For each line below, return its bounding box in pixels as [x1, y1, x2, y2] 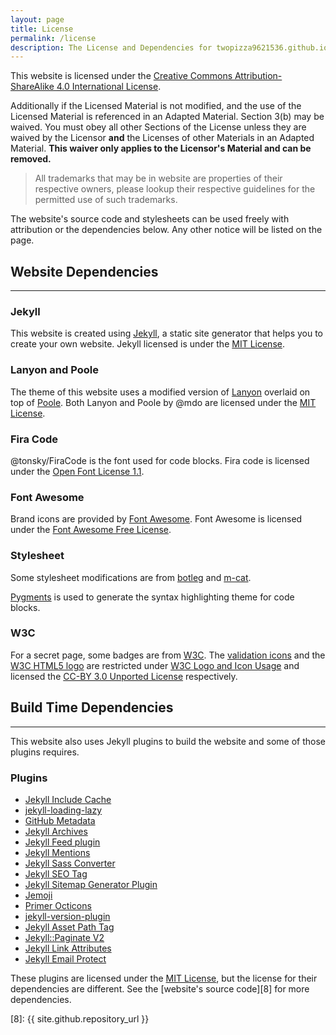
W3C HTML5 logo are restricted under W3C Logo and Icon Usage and [10, 659, 300, 671]
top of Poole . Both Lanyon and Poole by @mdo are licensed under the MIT [10, 396, 317, 408]
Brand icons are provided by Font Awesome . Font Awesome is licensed [10, 513, 303, 525]
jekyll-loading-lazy [24, 804, 103, 816]
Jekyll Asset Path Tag [24, 921, 115, 933]
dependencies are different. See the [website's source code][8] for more [10, 982, 310, 995]
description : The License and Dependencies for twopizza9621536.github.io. [10, 42, 333, 53]
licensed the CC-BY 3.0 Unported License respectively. [10, 670, 238, 682]
